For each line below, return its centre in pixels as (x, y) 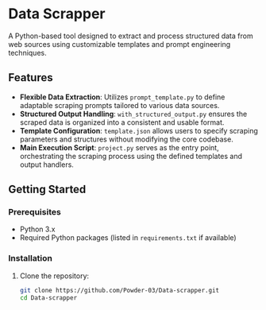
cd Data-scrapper (48, 298)
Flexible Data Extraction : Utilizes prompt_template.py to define (122, 97)
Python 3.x (37, 229)
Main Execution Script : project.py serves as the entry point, (120, 147)
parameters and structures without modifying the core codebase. (127, 139)
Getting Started (47, 190)
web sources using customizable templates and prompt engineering (120, 44)
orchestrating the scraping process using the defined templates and (131, 156)
